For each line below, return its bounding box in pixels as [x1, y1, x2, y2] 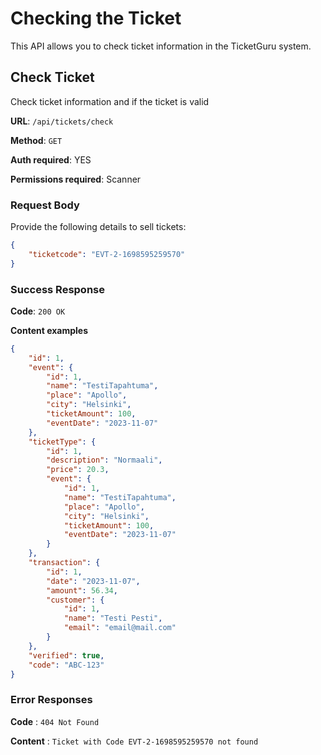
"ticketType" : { [28, 437, 97, 447]
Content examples [10, 324, 89, 336]
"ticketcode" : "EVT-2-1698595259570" [28, 249, 186, 259]
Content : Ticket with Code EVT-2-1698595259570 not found [10, 735, 259, 747]
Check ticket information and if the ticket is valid [10, 95, 210, 107]
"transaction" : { [28, 558, 101, 568]
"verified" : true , [28, 650, 105, 661]
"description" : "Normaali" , [46, 455, 163, 466]
